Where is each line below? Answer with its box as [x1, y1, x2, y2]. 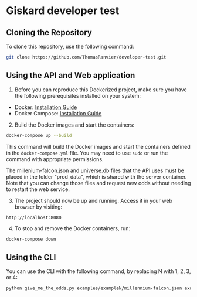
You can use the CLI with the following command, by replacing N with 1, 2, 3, [6, 268, 191, 275]
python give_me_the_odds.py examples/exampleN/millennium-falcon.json [6, 285, 182, 291]
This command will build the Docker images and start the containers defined [6, 143, 191, 150]
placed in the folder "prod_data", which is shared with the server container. [6, 173, 187, 180]
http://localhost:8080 [6, 214, 62, 220]
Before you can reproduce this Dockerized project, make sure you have [14, 86, 187, 93]
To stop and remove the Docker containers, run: [14, 224, 131, 232]
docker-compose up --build [6, 132, 72, 138]
